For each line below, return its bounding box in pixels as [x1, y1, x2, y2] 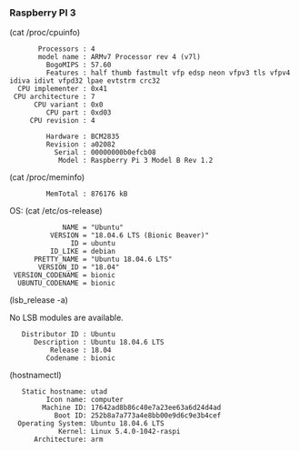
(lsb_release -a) [9, 295, 68, 306]
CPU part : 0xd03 [45, 108, 112, 117]
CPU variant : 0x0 [33, 100, 104, 110]
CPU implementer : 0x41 [17, 85, 107, 94]
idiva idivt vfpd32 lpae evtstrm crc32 [9, 76, 161, 85]
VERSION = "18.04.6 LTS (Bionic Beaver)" [49, 231, 209, 240]
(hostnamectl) [9, 370, 62, 381]
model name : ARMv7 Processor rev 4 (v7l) [37, 53, 202, 62]
